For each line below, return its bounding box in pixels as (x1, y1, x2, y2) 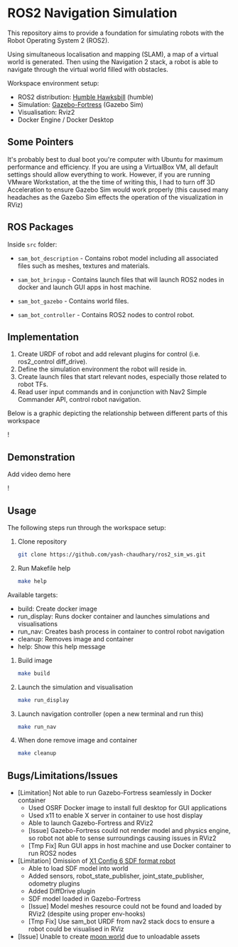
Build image (17, 656, 53, 664)
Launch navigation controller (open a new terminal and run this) (17, 709, 204, 718)
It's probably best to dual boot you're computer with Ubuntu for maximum (7, 155, 224, 163)
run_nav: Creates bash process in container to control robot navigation (17, 627, 225, 636)
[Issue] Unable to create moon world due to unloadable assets (17, 932, 200, 941)
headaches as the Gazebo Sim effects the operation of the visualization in (7, 192, 224, 201)
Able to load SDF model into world (28, 864, 129, 873)
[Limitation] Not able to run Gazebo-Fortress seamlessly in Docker (17, 789, 212, 797)
